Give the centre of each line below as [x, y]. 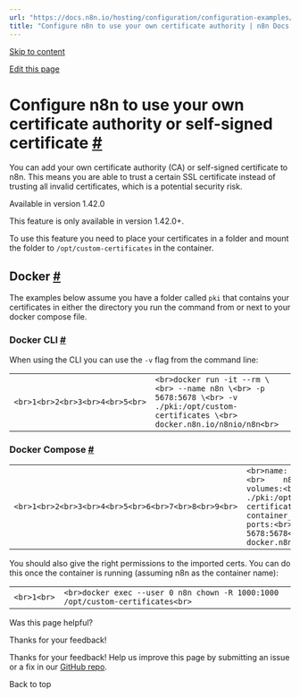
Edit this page [34, 69]
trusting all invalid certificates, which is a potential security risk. [126, 187]
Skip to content [37, 51]
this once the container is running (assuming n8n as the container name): [144, 573]
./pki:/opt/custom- [196, 406]
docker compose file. [48, 317]
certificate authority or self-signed [141, 124]
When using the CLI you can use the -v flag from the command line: [134, 360]
